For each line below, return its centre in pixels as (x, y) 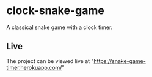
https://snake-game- (120, 61)
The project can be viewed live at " (50, 61)
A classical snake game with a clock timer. (60, 27)
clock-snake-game (56, 11)
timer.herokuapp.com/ (34, 67)
